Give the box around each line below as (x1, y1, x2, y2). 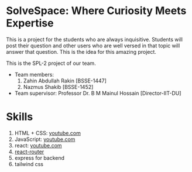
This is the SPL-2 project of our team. (6, 60, 97, 67)
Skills (6, 110, 33, 123)
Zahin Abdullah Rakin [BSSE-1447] (23, 77, 107, 84)
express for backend (14, 154, 65, 161)
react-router (14, 148, 44, 155)
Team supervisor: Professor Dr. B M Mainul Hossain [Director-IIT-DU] (14, 90, 181, 97)
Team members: (14, 71, 54, 78)
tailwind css (14, 160, 44, 167)
